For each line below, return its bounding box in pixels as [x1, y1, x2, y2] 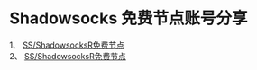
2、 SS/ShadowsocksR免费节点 [9, 50, 126, 61]
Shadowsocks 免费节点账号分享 [9, 8, 248, 29]
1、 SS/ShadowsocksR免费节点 [9, 39, 124, 50]
